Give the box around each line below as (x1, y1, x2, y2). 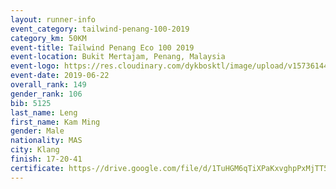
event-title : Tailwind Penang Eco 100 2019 (10, 42, 195, 53)
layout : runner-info (10, 14, 97, 25)
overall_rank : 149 (10, 80, 87, 90)
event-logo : (10, 61, 60, 71)
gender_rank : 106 (10, 89, 83, 99)
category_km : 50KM (10, 33, 87, 43)
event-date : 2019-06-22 (10, 71, 110, 81)
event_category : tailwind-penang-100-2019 (10, 24, 190, 34)
